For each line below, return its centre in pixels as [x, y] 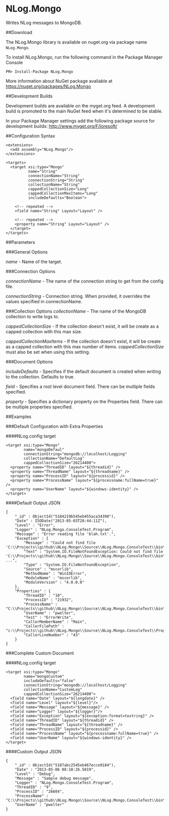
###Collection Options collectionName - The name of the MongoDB [76, 311]
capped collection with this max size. [44, 331]
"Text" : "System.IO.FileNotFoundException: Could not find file [94, 552]
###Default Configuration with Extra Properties [54, 426]
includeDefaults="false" [50, 681]
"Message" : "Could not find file [60, 542]
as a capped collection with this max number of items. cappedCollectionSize [85, 346]
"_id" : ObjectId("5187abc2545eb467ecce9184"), [65, 765]
